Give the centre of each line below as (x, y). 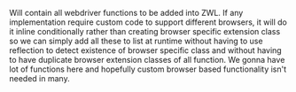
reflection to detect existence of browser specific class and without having (145, 50)
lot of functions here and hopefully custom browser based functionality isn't (148, 69)
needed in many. (39, 78)
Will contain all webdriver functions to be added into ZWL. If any (126, 13)
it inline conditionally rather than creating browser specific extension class (145, 31)
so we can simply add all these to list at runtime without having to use (136, 41)
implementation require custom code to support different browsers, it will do (148, 22)
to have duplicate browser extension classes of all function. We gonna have (147, 60)
